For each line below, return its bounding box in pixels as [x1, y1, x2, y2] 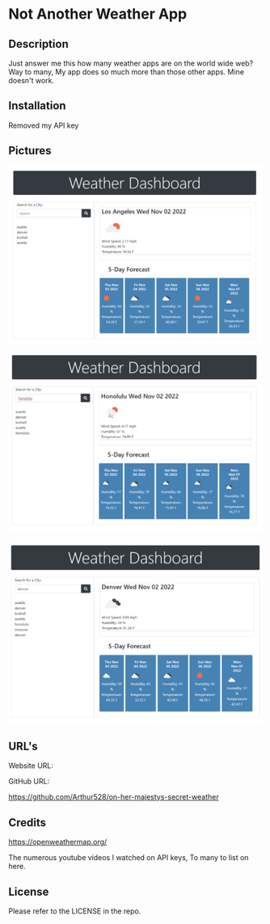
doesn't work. [8, 76, 55, 85]
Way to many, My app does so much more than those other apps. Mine [8, 67, 245, 77]
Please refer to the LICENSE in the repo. [8, 906, 141, 916]
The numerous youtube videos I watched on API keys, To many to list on [8, 853, 249, 863]
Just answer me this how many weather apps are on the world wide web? [8, 58, 254, 68]
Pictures [8, 144, 52, 158]
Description [8, 37, 69, 51]
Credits [8, 816, 47, 829]
